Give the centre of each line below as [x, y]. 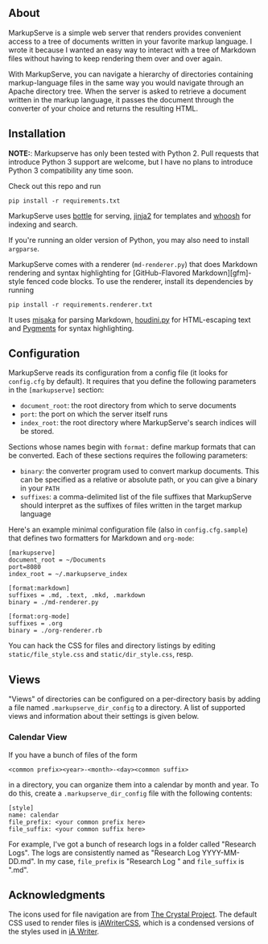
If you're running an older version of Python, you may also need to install [129, 240]
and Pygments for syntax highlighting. [71, 328]
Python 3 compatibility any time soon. [71, 170]
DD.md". [22, 861]
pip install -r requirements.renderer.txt [80, 305]
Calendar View [38, 737]
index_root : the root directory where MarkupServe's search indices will [138, 423]
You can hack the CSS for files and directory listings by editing [112, 645]
